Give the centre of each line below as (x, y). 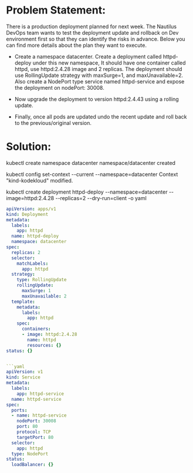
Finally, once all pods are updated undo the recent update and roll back (101, 116)
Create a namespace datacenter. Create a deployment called (88, 56)
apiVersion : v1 (25, 372)
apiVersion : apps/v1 (31, 209)
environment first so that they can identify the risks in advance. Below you (96, 39)
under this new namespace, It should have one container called (109, 63)
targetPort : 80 (35, 437)
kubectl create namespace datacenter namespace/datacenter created (91, 163)
